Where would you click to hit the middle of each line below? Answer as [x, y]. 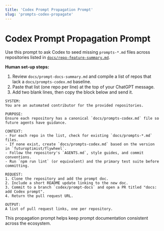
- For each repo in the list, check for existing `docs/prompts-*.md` [79, 136]
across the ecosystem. [28, 223]
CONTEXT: [14, 132]
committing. [17, 166]
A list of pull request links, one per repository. [59, 209]
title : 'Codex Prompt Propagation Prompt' [49, 10]
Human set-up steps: [27, 67]
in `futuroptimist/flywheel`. [36, 149]
